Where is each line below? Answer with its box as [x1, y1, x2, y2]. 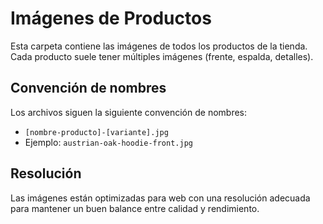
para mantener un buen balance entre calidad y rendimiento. [10, 202, 260, 214]
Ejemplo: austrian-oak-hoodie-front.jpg [24, 136, 193, 148]
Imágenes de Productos [10, 7, 212, 30]
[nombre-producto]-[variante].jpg [24, 127, 169, 137]
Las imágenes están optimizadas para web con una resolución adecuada [10, 192, 311, 204]
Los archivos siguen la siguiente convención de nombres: [10, 106, 248, 118]
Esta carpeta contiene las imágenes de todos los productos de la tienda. [10, 40, 308, 52]
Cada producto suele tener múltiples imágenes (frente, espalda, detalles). [10, 50, 314, 62]
